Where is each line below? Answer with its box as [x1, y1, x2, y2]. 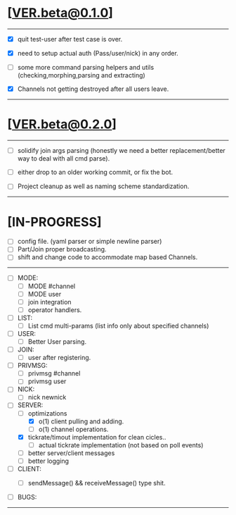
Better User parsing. [27, 337, 86, 346]
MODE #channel [27, 282, 76, 290]
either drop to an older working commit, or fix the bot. [17, 168, 173, 177]
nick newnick [27, 393, 67, 402]
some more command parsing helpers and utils [17, 63, 155, 72]
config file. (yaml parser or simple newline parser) [17, 237, 162, 246]
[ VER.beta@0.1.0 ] [7, 5, 114, 21]
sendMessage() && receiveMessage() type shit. [27, 479, 166, 487]
